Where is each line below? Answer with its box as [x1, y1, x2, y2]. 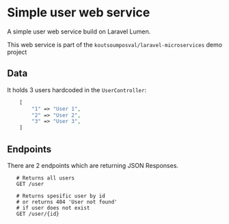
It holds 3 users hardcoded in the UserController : [7, 85, 147, 94]
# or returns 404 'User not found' [16, 198, 118, 206]
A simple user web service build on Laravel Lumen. [7, 27, 151, 36]
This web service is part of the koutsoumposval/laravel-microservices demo [7, 40, 223, 48]
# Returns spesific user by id [16, 193, 106, 199]
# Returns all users [16, 174, 75, 182]
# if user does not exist [16, 204, 90, 211]
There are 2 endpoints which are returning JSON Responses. [7, 161, 179, 169]
